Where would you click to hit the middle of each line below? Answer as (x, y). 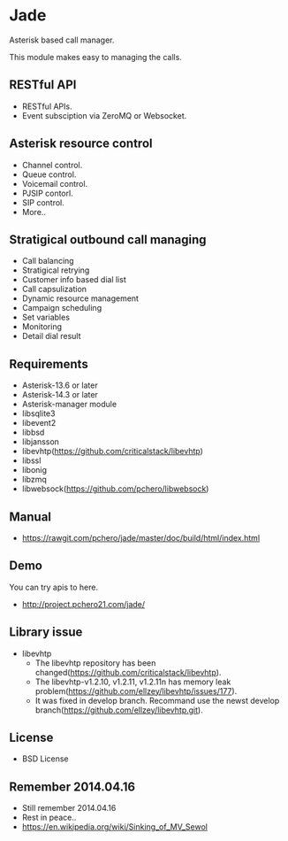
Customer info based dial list (74, 280)
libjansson (41, 442)
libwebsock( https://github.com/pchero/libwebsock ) (115, 489)
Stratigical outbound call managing (108, 239)
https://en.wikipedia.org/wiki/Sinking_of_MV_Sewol (114, 827)
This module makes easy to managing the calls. (96, 57)
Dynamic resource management (80, 298)
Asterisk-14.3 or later (60, 395)
